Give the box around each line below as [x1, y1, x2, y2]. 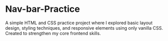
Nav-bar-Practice [5, 3, 80, 15]
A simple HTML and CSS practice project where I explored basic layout [5, 20, 153, 26]
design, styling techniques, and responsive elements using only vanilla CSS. [5, 25, 163, 31]
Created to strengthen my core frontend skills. [5, 30, 101, 36]
